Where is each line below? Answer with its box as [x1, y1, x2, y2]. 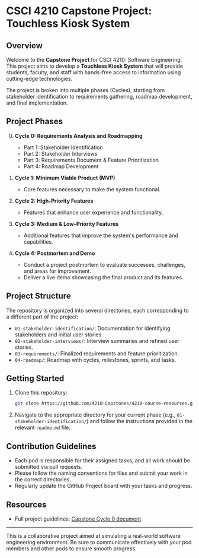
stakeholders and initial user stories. [14, 331, 104, 338]
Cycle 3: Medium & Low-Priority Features [14, 220, 119, 227]
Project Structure [6, 291, 71, 301]
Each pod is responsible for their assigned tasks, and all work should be [14, 457, 191, 464]
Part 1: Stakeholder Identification [23, 144, 104, 151]
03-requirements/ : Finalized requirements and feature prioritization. [14, 349, 179, 357]
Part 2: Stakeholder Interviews [23, 150, 98, 157]
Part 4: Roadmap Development [23, 162, 99, 170]
